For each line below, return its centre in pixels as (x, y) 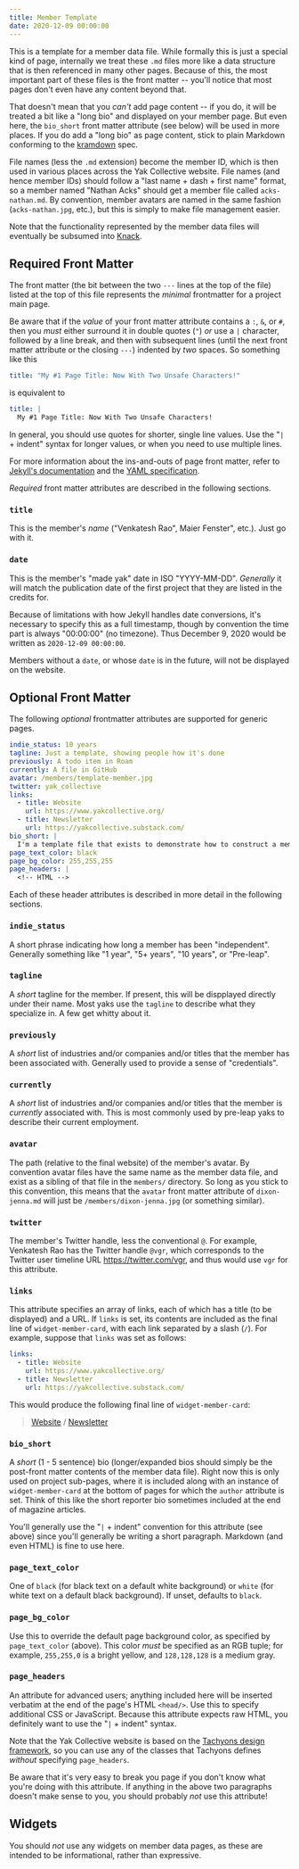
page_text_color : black (53, 853)
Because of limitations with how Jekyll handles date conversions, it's (135, 614)
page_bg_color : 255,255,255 (61, 861)
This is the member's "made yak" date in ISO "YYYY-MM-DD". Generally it (145, 578)
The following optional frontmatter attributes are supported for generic (139, 719)
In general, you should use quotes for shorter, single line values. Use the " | (147, 434)
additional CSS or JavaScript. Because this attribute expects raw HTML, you (149, 1714)
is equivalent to (37, 393)
